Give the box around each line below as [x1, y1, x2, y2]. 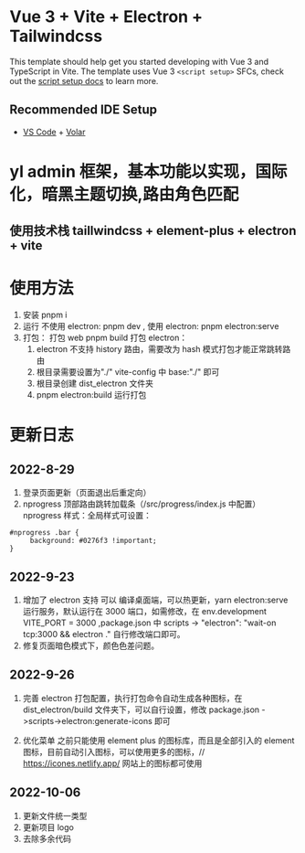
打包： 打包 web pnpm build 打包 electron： [22, 332, 188, 344]
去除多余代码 [22, 833, 71, 844]
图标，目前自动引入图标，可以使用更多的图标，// [22, 746, 205, 757]
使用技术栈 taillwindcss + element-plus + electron [9, 223, 297, 239]
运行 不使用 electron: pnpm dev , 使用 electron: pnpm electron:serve [22, 321, 279, 332]
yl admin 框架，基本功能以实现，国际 [9, 161, 288, 182]
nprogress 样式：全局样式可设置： [22, 510, 152, 521]
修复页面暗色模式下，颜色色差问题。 [22, 640, 160, 651]
